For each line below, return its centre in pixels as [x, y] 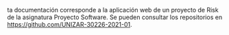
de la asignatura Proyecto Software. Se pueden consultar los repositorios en [115, 17]
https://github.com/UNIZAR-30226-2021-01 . [70, 24]
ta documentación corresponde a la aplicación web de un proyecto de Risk [113, 10]
